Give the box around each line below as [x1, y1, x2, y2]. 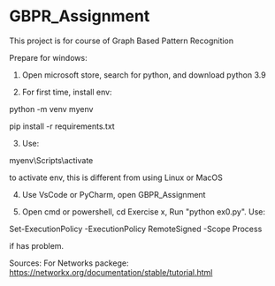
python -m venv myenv [9, 103, 94, 114]
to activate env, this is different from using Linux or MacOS [9, 172, 223, 183]
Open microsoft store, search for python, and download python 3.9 [21, 69, 267, 80]
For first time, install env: [21, 87, 112, 97]
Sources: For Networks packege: [9, 258, 130, 268]
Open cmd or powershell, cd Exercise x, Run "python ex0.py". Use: [21, 206, 266, 217]
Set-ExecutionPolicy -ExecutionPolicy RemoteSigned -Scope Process [9, 223, 263, 234]
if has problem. [9, 240, 65, 251]
